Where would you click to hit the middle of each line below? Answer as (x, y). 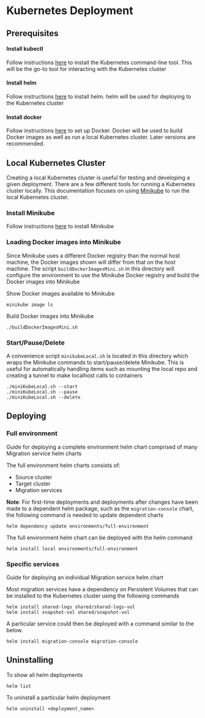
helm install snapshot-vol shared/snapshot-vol (68, 612)
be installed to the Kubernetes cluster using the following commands (93, 596)
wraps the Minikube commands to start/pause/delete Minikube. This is (95, 362)
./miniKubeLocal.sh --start (42, 386)
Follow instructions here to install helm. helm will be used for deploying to (99, 96)
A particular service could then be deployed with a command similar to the (100, 623)
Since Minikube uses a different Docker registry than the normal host (93, 255)
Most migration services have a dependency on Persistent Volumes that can (102, 589)
